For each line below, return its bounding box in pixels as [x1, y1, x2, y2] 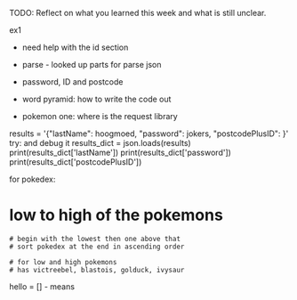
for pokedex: [9, 174, 56, 184]
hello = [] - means [9, 280, 76, 292]
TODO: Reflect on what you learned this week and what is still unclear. [9, 8, 267, 18]
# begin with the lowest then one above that [9, 234, 181, 243]
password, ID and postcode [21, 77, 124, 87]
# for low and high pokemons [9, 257, 117, 266]
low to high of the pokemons [9, 205, 224, 225]
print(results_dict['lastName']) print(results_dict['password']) [9, 147, 231, 158]
